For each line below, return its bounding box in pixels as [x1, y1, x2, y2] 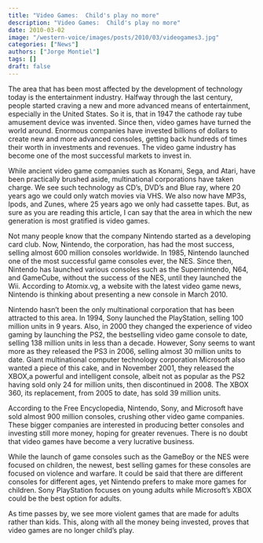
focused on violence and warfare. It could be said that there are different [8, 468, 243, 478]
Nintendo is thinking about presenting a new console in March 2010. [8, 290, 228, 299]
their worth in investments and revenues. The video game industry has [8, 142, 237, 151]
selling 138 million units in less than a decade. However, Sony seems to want [8, 338, 255, 348]
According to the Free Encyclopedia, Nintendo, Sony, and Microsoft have [8, 403, 243, 413]
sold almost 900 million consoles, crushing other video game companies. [8, 411, 245, 421]
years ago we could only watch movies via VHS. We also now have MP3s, [8, 191, 247, 200]
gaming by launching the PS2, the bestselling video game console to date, [8, 330, 248, 339]
